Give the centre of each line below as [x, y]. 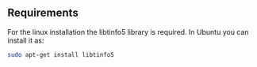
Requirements [43, 13]
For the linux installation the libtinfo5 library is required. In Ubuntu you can [128, 32]
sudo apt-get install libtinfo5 [61, 54]
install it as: [26, 40]
